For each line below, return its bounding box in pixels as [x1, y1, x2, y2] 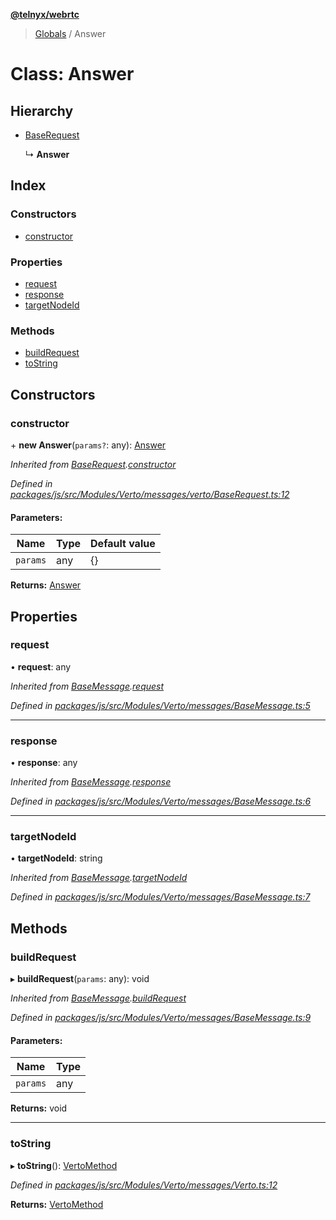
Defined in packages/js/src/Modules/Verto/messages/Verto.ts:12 [10, 1179, 278, 1191]
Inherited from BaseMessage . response [10, 776, 172, 788]
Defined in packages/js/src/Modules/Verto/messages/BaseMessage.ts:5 [10, 699, 311, 711]
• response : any [10, 757, 78, 769]
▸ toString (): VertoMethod [10, 1159, 118, 1171]
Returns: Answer [10, 579, 82, 591]
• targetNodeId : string [10, 852, 103, 864]
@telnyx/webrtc [10, 9, 80, 20]
